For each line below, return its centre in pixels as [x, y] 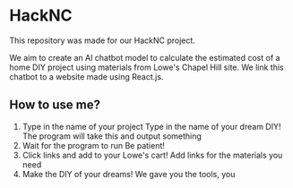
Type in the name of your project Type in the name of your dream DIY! [151, 126]
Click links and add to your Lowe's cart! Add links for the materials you [152, 155]
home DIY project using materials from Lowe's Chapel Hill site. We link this [146, 67]
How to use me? [55, 105]
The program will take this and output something [112, 136]
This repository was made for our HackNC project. [102, 40]
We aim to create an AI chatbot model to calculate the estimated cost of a [145, 57]
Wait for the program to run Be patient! [94, 145]
